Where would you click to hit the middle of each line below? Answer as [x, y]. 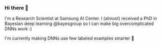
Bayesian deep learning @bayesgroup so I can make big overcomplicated [79, 23]
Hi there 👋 [17, 8]
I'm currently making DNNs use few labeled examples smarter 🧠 [69, 38]
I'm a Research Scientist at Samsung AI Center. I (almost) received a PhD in [81, 19]
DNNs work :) [18, 29]
